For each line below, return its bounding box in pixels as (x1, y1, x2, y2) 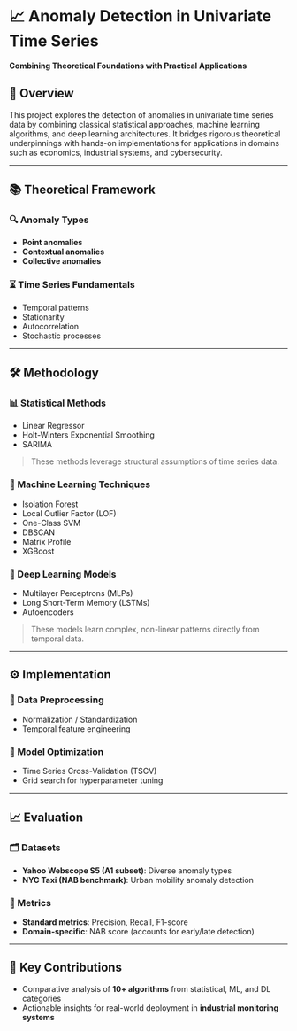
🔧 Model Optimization (9, 745, 104, 757)
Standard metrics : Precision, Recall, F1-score (21, 917, 188, 927)
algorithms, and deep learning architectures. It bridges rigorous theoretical (9, 128, 281, 139)
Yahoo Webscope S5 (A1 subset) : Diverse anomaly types (21, 864, 232, 876)
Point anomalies (21, 237, 83, 248)
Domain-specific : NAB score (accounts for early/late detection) (21, 926, 255, 936)
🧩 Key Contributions (9, 960, 122, 975)
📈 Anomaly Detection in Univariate (9, 6, 272, 27)
